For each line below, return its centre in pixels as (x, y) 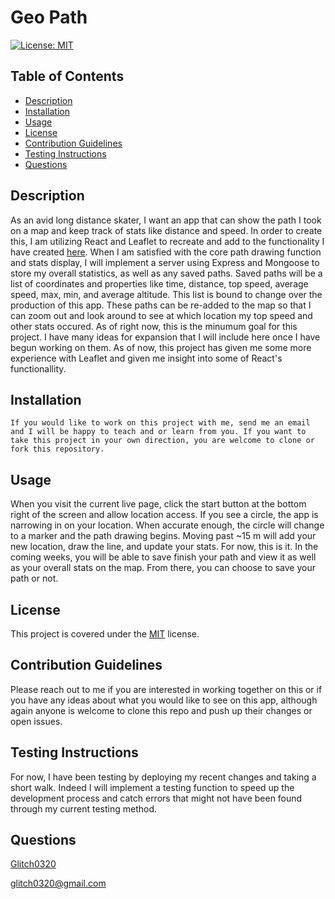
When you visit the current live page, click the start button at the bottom (158, 504)
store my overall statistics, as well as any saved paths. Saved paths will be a (166, 273)
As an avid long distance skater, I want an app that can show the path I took (166, 220)
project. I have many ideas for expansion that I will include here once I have (165, 337)
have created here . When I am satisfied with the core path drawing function (166, 252)
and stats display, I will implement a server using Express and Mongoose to (165, 262)
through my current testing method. (84, 808)
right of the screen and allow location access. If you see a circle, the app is (164, 515)
